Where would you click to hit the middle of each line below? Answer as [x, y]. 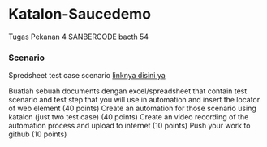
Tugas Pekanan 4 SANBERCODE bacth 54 [78, 37]
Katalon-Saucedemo [80, 14]
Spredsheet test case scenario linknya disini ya [87, 76]
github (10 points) [38, 134]
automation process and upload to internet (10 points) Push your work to [129, 126]
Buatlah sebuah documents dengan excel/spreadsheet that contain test [128, 91]
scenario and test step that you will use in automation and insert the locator [134, 100]
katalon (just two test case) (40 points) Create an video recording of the [129, 117]
